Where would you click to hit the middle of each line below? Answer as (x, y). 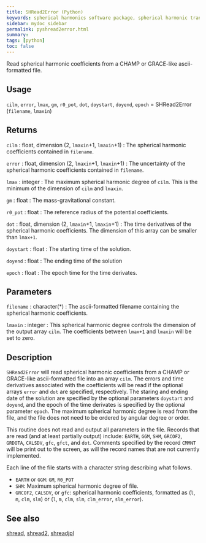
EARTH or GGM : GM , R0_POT (44, 480)
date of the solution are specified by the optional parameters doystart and (100, 398)
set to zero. (21, 338)
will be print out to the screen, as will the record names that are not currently (103, 449)
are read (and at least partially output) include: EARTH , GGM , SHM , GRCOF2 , (94, 436)
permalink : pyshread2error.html (48, 29)
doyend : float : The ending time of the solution (64, 261)
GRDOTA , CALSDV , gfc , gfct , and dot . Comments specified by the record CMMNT (101, 443)
